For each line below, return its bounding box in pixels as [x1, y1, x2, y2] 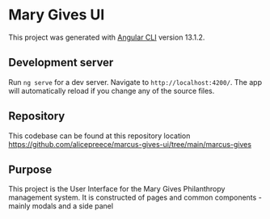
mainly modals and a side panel [8, 201, 114, 211]
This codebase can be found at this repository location [8, 131, 191, 141]
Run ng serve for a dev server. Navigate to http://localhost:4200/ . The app [8, 77, 263, 86]
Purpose [8, 162, 53, 176]
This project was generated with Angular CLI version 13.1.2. [8, 32, 205, 42]
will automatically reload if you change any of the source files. [8, 86, 215, 95]
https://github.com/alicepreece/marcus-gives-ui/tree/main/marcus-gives [8, 139, 252, 149]
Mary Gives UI [8, 6, 105, 24]
